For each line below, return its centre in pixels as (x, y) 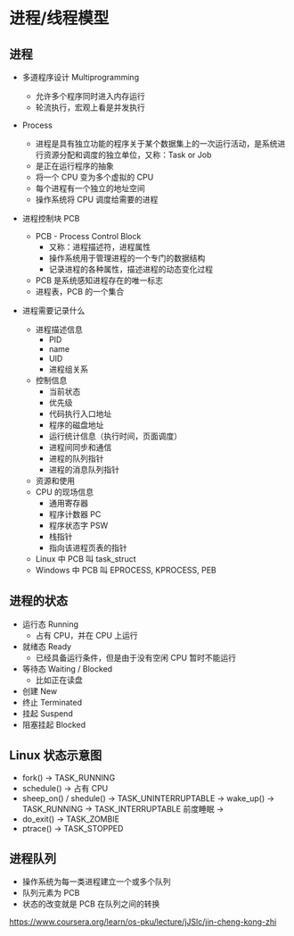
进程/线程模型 (59, 18)
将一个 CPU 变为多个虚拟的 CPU (94, 177)
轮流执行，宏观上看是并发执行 (90, 107)
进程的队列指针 (76, 458)
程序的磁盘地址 (76, 425)
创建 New (40, 691)
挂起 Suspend (47, 713)
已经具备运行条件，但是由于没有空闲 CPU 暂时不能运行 (136, 657)
